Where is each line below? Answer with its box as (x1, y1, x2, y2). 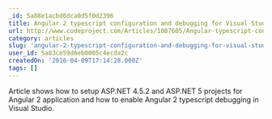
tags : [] (8, 64, 38, 72)
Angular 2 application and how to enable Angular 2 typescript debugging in (8, 94, 259, 105)
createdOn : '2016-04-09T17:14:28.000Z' (8, 57, 143, 65)
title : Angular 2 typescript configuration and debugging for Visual (8, 19, 249, 27)
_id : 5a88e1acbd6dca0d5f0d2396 (8, 11, 114, 20)
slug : (8, 42, 27, 50)
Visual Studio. (8, 103, 55, 113)
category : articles (8, 34, 74, 43)
